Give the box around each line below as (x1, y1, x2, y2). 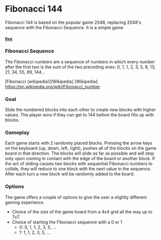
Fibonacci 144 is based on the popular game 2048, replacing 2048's (5, 19, 142, 25)
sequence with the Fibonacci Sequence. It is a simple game (5, 24, 124, 30)
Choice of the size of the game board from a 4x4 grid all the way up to (12, 208, 153, 214)
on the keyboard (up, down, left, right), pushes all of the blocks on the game (5, 145, 157, 151)
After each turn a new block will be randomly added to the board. (5, 171, 135, 177)
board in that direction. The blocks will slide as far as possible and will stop (5, 150, 154, 156)
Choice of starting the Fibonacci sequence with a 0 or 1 (12, 219, 122, 225)
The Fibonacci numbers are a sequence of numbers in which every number (5, 59, 155, 64)
